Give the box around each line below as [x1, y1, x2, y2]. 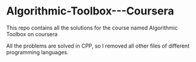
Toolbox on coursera [6, 30, 58, 37]
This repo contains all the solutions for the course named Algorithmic [6, 24, 178, 31]
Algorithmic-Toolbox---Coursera [6, 4, 174, 18]
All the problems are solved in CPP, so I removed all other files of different [6, 42, 190, 49]
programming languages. [6, 48, 69, 55]
